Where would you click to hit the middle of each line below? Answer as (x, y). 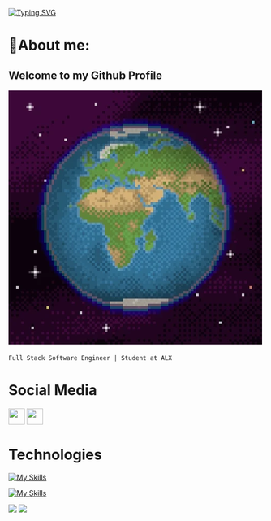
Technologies (56, 455)
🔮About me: (49, 46)
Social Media (53, 391)
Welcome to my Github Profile (86, 75)
